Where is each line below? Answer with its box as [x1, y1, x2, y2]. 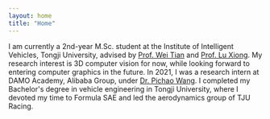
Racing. [8, 101, 34, 111]
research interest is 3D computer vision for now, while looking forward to [8, 58, 250, 68]
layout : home [8, 11, 52, 20]
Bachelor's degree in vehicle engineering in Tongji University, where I [8, 84, 239, 93]
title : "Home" [8, 19, 56, 27]
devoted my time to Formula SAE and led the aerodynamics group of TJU [8, 92, 251, 102]
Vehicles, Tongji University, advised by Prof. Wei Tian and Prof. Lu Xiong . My [8, 50, 263, 59]
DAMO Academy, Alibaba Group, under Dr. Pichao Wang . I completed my [8, 76, 251, 85]
